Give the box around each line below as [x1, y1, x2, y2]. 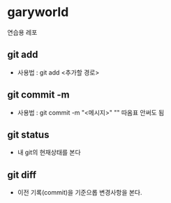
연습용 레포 [7, 28, 38, 36]
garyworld [7, 4, 69, 20]
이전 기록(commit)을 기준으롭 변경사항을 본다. [17, 188, 142, 197]
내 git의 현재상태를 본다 [17, 148, 82, 157]
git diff [7, 169, 37, 181]
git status [7, 128, 50, 140]
